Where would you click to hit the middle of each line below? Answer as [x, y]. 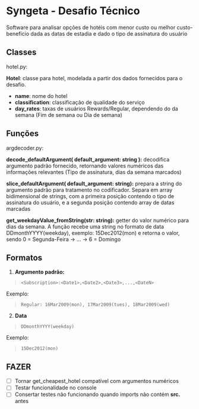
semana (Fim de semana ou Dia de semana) [69, 115]
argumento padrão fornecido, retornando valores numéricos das [85, 166]
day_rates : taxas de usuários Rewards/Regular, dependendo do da [96, 109]
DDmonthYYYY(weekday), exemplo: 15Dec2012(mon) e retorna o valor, [93, 233]
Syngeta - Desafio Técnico [73, 11]
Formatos [24, 257]
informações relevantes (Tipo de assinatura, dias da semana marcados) [94, 172]
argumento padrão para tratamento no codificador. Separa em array [89, 190]
